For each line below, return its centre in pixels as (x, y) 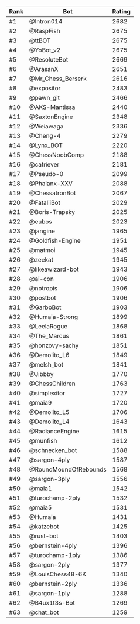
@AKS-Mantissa (52, 107)
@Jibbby (41, 374)
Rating (121, 11)
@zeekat (41, 260)
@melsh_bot (46, 364)
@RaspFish (45, 31)
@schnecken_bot (53, 450)
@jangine (42, 231)
